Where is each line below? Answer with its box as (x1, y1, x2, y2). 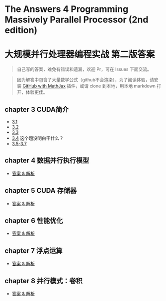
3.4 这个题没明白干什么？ (11, 135, 64, 141)
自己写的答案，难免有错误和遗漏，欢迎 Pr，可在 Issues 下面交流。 (16, 66, 152, 73)
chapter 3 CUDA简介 (4, 105, 69, 114)
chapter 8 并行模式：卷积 (4, 277, 83, 285)
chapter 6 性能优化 (4, 216, 63, 225)
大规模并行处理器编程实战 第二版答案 (4, 49, 155, 60)
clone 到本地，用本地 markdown (89, 83, 156, 89)
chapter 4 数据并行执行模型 (4, 156, 89, 165)
